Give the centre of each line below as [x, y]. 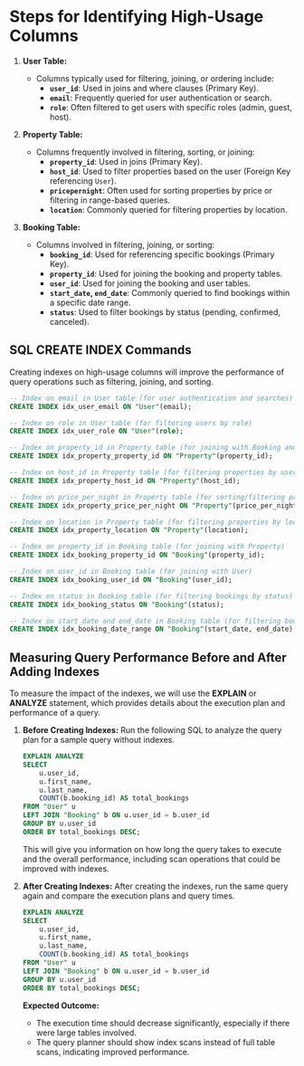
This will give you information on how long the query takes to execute [152, 849]
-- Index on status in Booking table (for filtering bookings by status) [152, 596]
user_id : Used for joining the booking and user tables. [150, 283]
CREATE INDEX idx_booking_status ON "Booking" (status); [117, 604]
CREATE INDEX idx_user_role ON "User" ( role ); [96, 432]
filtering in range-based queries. [109, 200]
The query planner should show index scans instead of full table [156, 1042]
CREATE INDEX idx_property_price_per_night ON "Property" [121, 505]
